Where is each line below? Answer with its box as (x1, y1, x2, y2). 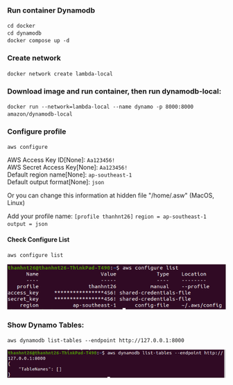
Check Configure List (7, 235, 70, 244)
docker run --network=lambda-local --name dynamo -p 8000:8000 (7, 103, 194, 110)
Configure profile (7, 127, 67, 136)
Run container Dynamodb (7, 6, 96, 15)
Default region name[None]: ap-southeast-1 (7, 170, 132, 179)
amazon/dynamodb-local (7, 110, 73, 118)
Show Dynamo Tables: (7, 320, 85, 330)
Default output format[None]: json (7, 178, 105, 186)
